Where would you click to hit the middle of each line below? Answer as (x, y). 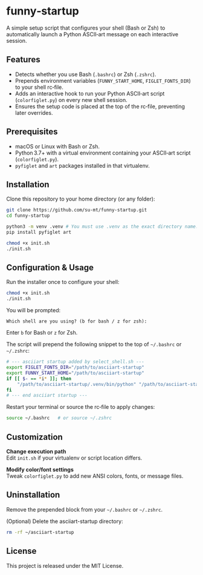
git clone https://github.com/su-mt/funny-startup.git (77, 210)
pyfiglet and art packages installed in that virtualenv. (82, 165)
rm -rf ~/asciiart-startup (40, 532)
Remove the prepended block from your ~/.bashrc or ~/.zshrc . (85, 509)
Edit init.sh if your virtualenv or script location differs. (74, 458)
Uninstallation (33, 495)
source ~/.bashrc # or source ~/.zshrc (59, 418)
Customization (35, 437)
